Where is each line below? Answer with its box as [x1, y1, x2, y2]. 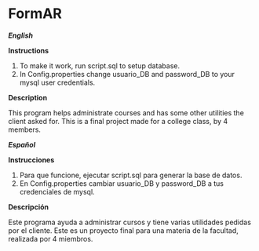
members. [8, 125, 42, 134]
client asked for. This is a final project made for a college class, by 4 [8, 116, 228, 125]
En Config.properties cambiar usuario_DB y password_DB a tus [19, 178, 224, 188]
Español [8, 140, 36, 149]
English [8, 31, 34, 40]
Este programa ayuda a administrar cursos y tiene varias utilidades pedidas [8, 217, 251, 227]
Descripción [8, 202, 49, 212]
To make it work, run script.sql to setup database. [19, 60, 181, 71]
